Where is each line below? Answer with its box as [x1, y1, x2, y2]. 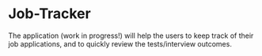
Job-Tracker [8, 5, 91, 23]
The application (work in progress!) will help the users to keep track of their [8, 31, 254, 40]
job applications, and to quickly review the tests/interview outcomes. [8, 39, 232, 48]
